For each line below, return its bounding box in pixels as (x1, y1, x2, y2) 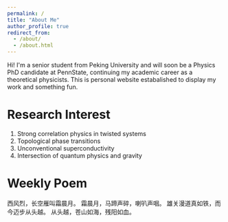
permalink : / (7, 10, 45, 17)
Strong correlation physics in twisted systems (16, 129, 146, 137)
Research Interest (7, 107, 111, 122)
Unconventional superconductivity (16, 144, 115, 152)
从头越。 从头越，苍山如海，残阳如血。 (25, 208, 135, 216)
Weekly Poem (7, 176, 87, 191)
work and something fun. (7, 83, 78, 91)
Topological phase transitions (16, 137, 101, 145)
